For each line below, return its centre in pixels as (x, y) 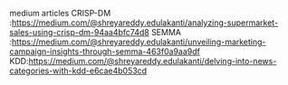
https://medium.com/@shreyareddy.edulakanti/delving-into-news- (153, 61)
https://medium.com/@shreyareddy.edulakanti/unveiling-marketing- (139, 42)
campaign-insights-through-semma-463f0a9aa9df (105, 52)
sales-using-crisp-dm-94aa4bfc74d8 (79, 32)
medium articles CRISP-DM (60, 13)
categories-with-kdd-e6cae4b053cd (78, 71)
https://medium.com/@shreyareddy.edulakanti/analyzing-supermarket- (145, 23)
